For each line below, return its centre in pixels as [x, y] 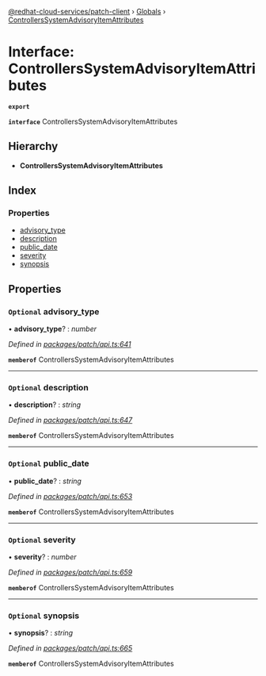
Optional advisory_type [54, 311]
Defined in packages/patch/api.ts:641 [70, 344]
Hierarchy [33, 146]
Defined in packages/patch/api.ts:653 [70, 496]
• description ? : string [45, 405]
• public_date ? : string [45, 481]
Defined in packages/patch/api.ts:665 [70, 648]
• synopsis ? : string [41, 633]
